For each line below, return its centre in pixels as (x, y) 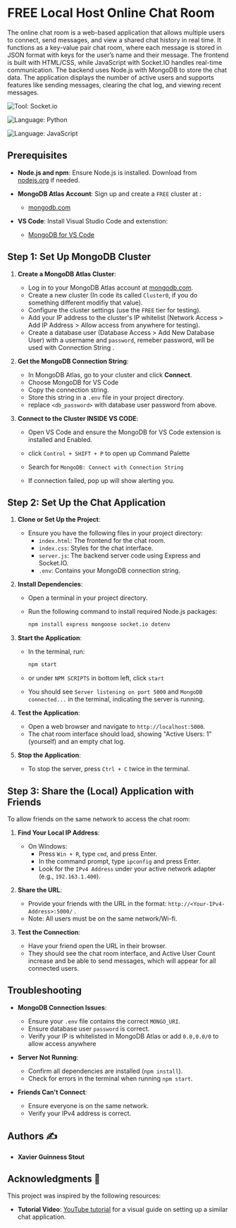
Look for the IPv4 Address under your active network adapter (127, 868)
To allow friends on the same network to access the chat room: (99, 818)
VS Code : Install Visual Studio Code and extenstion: (93, 221)
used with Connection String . (71, 348)
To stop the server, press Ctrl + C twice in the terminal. (109, 769)
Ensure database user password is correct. (89, 1029)
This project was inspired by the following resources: (84, 1196)
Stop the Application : (49, 755)
